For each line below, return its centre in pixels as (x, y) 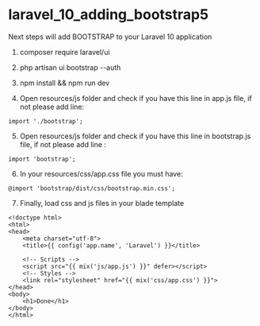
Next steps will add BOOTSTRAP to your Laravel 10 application (110, 37)
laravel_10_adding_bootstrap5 (108, 15)
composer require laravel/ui (65, 52)
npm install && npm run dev (65, 83)
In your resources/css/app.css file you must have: (101, 173)
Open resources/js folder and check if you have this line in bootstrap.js (135, 136)
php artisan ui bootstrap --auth (70, 67)
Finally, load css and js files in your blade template (102, 203)
